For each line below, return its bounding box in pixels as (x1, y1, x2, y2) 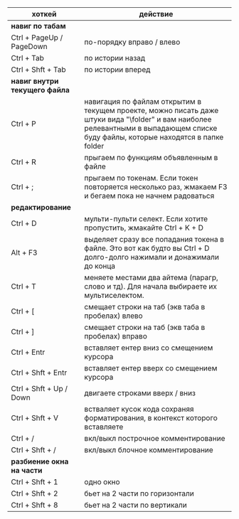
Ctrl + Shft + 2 (11, 488, 58, 498)
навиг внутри (11, 76, 59, 86)
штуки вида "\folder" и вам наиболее (84, 114, 212, 124)
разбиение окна (11, 456, 69, 466)
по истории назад (84, 53, 146, 63)
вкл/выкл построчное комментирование (84, 434, 225, 443)
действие (139, 9, 174, 18)
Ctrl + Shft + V (11, 413, 59, 422)
